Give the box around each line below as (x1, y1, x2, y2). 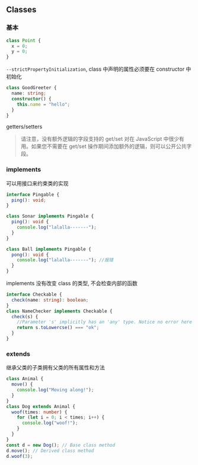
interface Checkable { (6, 292, 62, 298)
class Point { (6, 37, 41, 43)
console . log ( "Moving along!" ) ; (17, 387, 94, 393)
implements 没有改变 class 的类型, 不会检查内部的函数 (6, 280, 138, 287)
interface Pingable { (6, 191, 60, 198)
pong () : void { (11, 252, 49, 258)
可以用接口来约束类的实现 (6, 179, 69, 186)
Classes (6, 5, 37, 15)
